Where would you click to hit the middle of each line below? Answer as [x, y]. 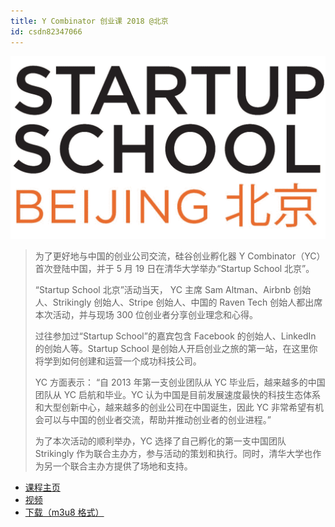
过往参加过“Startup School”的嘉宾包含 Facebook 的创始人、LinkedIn [175, 336]
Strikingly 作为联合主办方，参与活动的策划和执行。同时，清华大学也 [173, 453]
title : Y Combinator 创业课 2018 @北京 [89, 21]
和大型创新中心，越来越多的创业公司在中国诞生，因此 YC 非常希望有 [174, 407]
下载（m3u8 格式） [64, 512]
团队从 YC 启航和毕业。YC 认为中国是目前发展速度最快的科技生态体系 [178, 394]
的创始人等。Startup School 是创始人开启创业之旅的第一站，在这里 [172, 348]
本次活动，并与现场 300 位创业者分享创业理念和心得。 [146, 314]
